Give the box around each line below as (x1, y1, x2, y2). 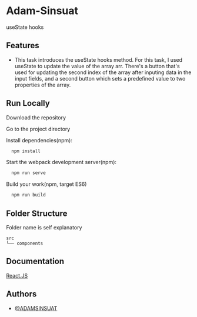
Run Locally (6, 98, 50, 108)
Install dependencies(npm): (6, 136, 72, 144)
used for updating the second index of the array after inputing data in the (14, 69, 192, 76)
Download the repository (6, 114, 66, 121)
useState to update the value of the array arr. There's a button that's (14, 62, 181, 69)
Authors (6, 289, 37, 299)
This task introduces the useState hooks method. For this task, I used (14, 56, 183, 63)
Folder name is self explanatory (6, 224, 82, 231)
